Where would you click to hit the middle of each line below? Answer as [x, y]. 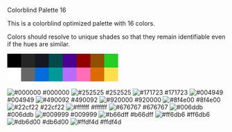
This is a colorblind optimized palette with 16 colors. [81, 23]
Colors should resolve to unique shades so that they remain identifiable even [116, 37]
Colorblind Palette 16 [37, 10]
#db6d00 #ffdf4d [82, 122]
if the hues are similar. [39, 44]
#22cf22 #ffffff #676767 [104, 107]
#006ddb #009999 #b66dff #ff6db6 [108, 114]
